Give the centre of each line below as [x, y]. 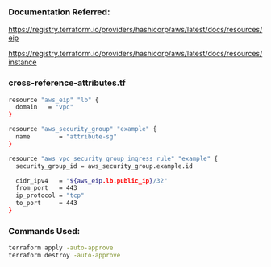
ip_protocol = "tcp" [50, 195]
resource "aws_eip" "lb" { [54, 100]
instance [23, 62]
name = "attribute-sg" [66, 137]
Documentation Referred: [59, 12]
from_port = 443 [47, 188]
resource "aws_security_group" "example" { [83, 129]
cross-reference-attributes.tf [67, 83]
